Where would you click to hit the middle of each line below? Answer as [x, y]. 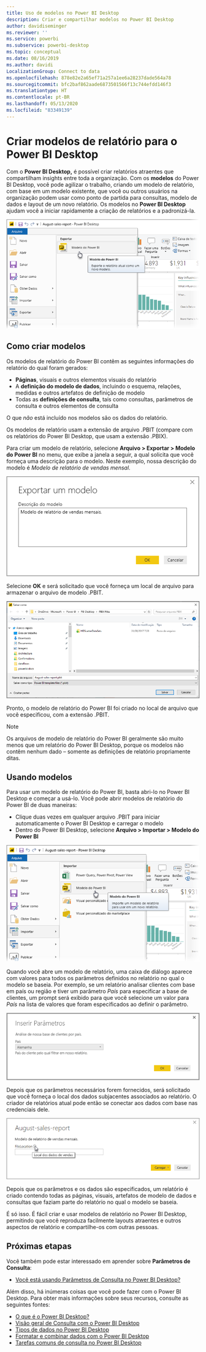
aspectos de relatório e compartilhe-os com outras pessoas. [83, 1227]
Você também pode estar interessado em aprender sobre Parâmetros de [98, 1261]
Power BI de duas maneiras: [42, 805]
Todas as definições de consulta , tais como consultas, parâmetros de [104, 399]
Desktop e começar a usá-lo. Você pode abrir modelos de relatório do [95, 798]
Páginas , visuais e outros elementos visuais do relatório [86, 379]
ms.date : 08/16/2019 [33, 58]
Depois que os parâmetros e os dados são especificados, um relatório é [97, 1189]
